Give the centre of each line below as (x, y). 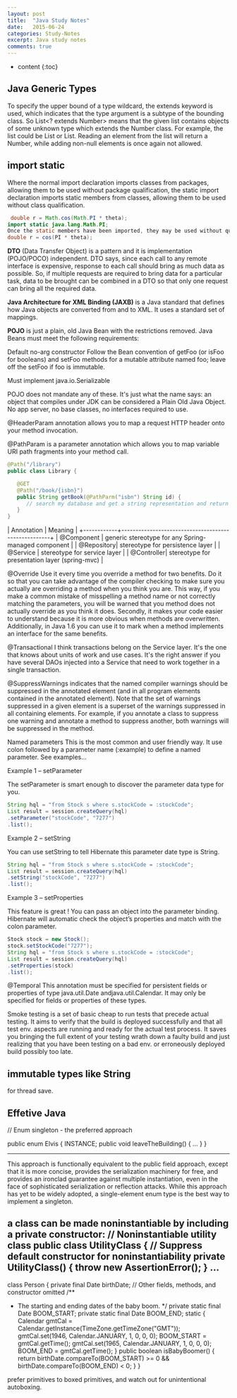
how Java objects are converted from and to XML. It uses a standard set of (116, 310)
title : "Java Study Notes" (49, 20)
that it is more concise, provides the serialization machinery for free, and (113, 1171)
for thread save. (30, 1091)
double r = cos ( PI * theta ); (50, 238)
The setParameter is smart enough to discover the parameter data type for (116, 784)
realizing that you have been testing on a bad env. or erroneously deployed (116, 1044)
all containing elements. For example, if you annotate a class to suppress (113, 714)
